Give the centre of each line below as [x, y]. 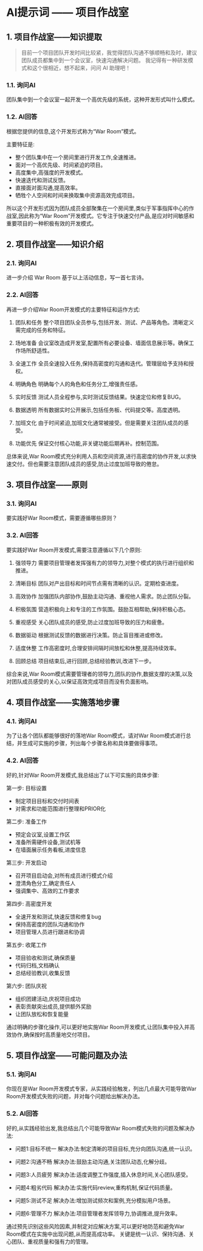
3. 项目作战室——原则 [47, 485]
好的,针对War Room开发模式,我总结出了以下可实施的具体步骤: [83, 775]
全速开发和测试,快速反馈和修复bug [58, 916]
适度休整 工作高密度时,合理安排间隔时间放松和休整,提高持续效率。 [97, 648]
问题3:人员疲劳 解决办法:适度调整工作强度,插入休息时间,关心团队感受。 [103, 1174]
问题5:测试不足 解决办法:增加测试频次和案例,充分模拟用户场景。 [95, 1200]
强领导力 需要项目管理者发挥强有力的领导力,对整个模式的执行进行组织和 [105, 562]
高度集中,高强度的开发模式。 [50, 172]
